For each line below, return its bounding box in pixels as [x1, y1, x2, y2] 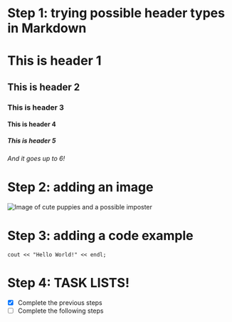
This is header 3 [7, 102, 64, 112]
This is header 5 [7, 136, 56, 145]
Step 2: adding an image [7, 180, 154, 195]
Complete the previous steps [17, 298, 103, 307]
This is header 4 [7, 120, 56, 129]
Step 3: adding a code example [7, 228, 194, 244]
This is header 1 [7, 53, 102, 69]
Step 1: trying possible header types [7, 5, 226, 21]
